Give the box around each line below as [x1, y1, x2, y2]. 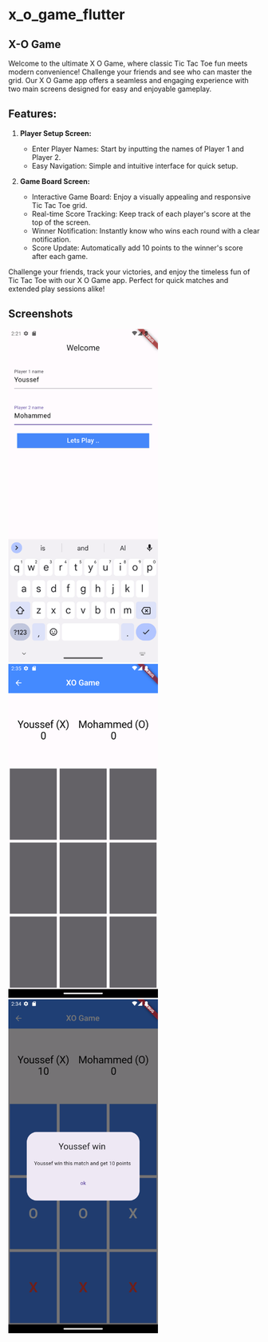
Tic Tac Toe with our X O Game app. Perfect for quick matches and [8, 275, 229, 285]
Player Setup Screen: [19, 128, 92, 138]
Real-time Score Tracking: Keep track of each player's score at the [31, 209, 251, 218]
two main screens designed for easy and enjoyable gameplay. [8, 84, 212, 94]
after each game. [31, 251, 89, 261]
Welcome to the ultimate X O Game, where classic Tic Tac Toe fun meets [8, 58, 248, 68]
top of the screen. [31, 218, 91, 227]
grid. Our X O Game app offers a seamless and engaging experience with [8, 76, 249, 85]
